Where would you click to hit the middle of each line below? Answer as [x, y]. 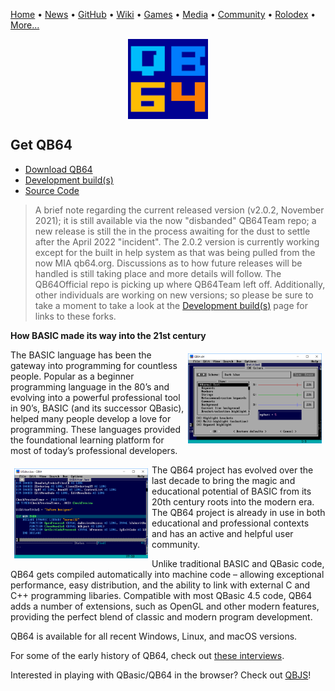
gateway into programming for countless [94, 365]
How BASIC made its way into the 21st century [108, 335]
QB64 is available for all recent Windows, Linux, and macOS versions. [154, 636]
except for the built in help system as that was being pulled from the [175, 252]
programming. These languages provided [96, 429]
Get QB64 [41, 145]
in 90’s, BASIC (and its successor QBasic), [97, 408]
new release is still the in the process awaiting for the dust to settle [172, 231]
